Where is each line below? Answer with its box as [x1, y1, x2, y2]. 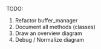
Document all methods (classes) [15, 24, 96, 30]
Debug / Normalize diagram [15, 36, 85, 43]
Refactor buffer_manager [15, 17, 78, 24]
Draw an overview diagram [15, 30, 83, 37]
